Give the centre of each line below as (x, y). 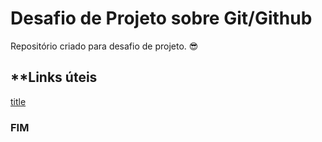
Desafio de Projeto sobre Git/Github (161, 18)
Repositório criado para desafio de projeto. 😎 (104, 46)
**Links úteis (54, 77)
